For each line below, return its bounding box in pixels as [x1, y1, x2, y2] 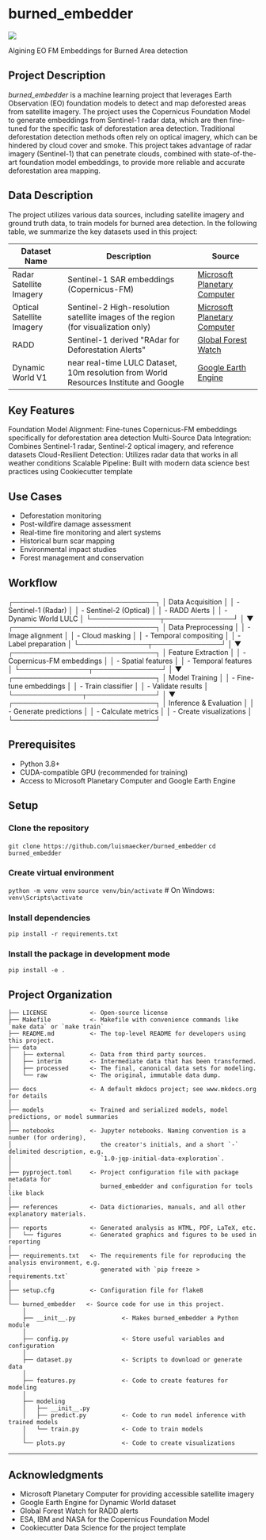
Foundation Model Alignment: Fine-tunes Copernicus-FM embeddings [8, 425, 237, 435]
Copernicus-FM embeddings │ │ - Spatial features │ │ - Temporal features [8, 656, 253, 665]
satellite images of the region [66, 311, 176, 322]
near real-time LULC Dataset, [66, 357, 177, 368]
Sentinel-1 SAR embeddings [66, 274, 175, 285]
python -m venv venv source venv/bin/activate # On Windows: [8, 885, 215, 895]
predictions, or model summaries [8, 1113, 119, 1121]
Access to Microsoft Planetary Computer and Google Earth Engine [19, 776, 236, 785]
